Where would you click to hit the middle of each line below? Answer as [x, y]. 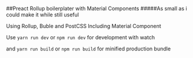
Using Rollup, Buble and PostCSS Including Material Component [84, 26]
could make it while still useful [43, 15]
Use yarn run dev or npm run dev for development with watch [80, 37]
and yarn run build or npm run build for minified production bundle [89, 49]
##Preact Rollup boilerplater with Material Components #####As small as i [96, 8]
